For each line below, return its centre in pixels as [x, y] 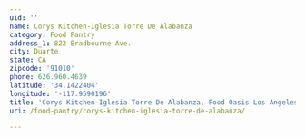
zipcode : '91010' [42, 69]
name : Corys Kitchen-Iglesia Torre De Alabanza [101, 26]
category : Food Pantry [52, 34]
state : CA [28, 60]
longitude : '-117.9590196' [60, 93]
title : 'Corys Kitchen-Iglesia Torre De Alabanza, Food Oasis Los [138, 102]
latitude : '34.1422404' [54, 85]
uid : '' [24, 18]
